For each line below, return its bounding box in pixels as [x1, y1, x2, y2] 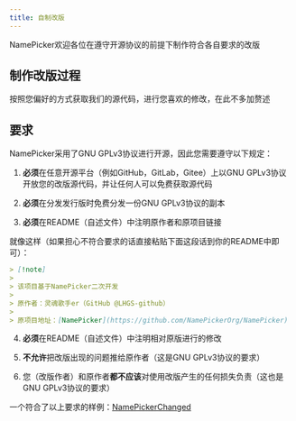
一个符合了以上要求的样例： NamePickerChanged [9, 402, 191, 413]
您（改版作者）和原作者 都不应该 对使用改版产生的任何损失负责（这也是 [22, 371, 284, 382]
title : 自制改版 [9, 13, 65, 23]
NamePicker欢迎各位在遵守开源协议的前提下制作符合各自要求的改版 [9, 39, 260, 50]
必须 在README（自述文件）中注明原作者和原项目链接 [22, 217, 223, 228]
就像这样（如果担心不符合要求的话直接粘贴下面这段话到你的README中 [9, 236, 273, 247]
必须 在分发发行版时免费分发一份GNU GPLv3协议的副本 [22, 197, 226, 208]
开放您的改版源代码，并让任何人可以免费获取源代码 [22, 178, 213, 189]
